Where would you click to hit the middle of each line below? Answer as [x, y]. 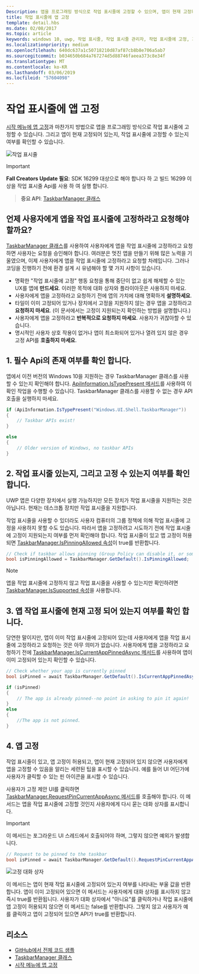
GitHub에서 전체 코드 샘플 [45, 950]
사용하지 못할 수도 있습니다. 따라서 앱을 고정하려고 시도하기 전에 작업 [96, 527]
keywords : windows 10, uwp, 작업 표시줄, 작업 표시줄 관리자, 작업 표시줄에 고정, [98, 39]
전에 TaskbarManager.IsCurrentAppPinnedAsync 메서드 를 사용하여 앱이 [107, 652]
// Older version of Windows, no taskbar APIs [75, 448]
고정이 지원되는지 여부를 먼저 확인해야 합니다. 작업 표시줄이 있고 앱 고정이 [97, 535]
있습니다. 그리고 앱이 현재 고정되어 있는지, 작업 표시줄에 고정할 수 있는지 [106, 134]
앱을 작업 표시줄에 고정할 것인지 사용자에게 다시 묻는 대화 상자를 [95, 804]
